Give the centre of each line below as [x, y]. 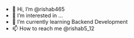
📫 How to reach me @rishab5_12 [53, 28]
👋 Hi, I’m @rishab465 [38, 9]
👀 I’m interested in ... [37, 15]
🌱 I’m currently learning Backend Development [70, 22]
